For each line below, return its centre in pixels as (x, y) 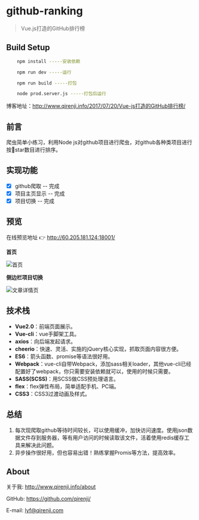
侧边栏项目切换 (25, 277)
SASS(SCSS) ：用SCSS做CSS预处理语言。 (67, 379)
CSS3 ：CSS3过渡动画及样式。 (53, 394)
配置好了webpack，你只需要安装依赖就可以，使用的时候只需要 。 (94, 371)
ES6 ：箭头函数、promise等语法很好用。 (64, 356)
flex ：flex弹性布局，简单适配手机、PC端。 (67, 386)
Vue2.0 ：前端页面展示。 (45, 326)
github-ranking (45, 11)
